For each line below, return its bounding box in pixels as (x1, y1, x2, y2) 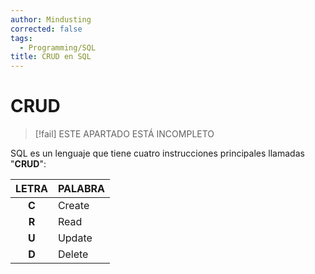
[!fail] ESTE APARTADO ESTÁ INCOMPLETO (34, 128, 215, 140)
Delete (57, 247, 89, 261)
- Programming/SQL (19, 42, 97, 53)
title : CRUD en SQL (10, 52, 92, 62)
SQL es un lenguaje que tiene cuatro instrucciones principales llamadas (10, 147, 305, 160)
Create (57, 199, 90, 213)
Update (57, 231, 93, 245)
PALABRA (57, 182, 105, 196)
